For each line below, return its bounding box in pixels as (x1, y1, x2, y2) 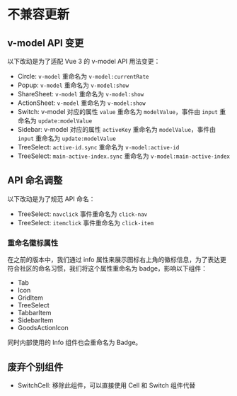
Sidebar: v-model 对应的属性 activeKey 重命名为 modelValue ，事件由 (17, 125, 216, 133)
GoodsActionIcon (17, 324, 69, 332)
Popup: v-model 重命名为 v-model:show (17, 81, 129, 89)
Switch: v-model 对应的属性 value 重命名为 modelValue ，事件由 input (17, 108, 218, 115)
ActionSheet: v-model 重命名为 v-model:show (17, 98, 146, 107)
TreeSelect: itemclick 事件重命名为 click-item (17, 218, 154, 227)
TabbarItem (17, 309, 52, 317)
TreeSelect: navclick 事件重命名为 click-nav (17, 210, 148, 218)
